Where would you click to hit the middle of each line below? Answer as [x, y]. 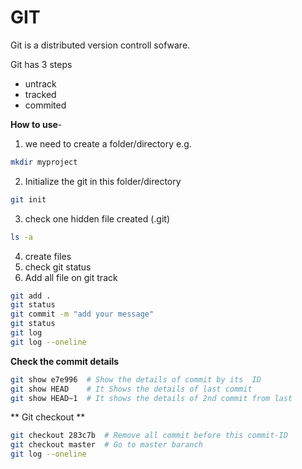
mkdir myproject [44, 162]
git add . [31, 296]
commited [45, 105]
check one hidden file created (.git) [97, 218]
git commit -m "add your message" [82, 314]
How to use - [36, 124]
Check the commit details [65, 361]
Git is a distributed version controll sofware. [100, 45]
